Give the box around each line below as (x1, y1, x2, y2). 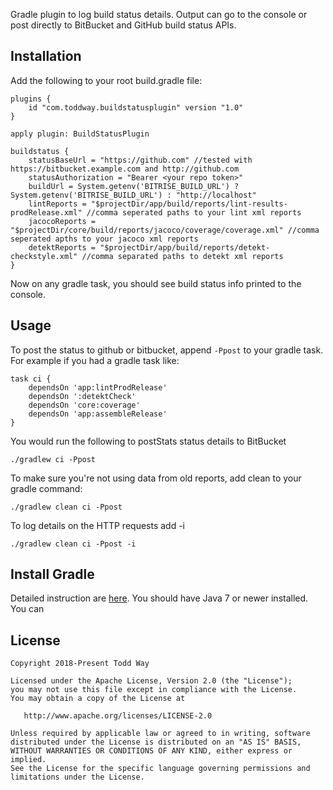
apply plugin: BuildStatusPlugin (10, 129, 150, 139)
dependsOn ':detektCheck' (28, 391, 137, 401)
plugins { (10, 94, 52, 104)
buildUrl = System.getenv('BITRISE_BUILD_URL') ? (28, 181, 240, 191)
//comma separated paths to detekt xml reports (81, 251, 284, 261)
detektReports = (28, 242, 97, 253)
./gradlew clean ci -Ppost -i (10, 539, 137, 549)
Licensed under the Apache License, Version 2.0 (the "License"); (10, 676, 293, 686)
